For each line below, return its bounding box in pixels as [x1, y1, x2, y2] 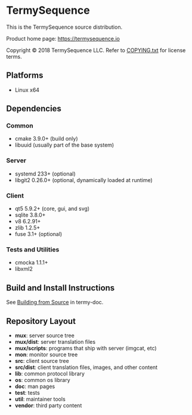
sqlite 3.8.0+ [14, 211, 46, 219]
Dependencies [6, 104, 61, 114]
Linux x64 [14, 86, 40, 93]
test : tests [14, 389, 40, 396]
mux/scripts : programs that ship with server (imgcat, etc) [14, 344, 157, 352]
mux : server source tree [14, 332, 75, 339]
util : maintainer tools [14, 395, 66, 402]
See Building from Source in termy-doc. [6, 299, 104, 306]
